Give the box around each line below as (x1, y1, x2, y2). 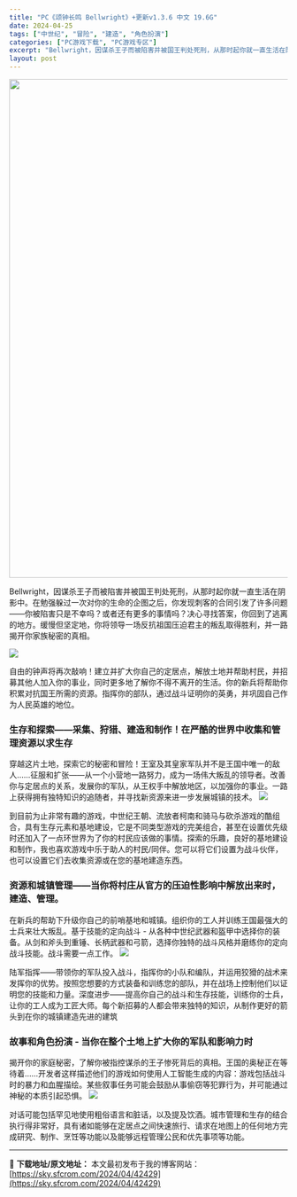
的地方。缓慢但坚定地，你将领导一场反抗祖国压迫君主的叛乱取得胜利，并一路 (9, 620, 288, 630)
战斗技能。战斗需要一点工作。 (9, 948, 118, 958)
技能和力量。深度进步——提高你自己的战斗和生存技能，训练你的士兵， (32, 989, 288, 999)
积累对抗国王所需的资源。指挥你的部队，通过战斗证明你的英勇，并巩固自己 (9, 688, 280, 699)
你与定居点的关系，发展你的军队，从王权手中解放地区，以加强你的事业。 (9, 781, 272, 792)
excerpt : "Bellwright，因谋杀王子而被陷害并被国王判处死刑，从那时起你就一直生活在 (9, 46, 286, 55)
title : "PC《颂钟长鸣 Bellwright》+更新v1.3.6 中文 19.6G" (9, 12, 218, 22)
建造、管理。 (9, 893, 65, 905)
